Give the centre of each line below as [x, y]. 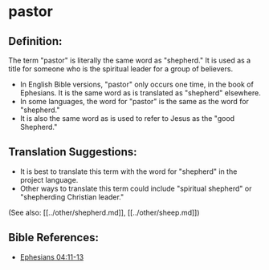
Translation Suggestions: [73, 152]
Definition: [35, 41]
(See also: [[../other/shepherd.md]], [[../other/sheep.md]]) [104, 212]
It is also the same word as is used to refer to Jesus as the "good [127, 118]
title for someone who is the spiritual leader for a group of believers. [121, 69]
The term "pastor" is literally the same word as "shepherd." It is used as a [130, 60]
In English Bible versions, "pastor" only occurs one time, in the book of [137, 84]
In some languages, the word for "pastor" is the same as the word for [134, 101]
